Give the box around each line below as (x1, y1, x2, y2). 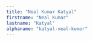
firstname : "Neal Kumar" (6, 14, 69, 20)
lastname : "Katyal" (6, 20, 56, 26)
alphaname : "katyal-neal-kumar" (6, 25, 88, 32)
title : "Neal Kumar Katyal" (6, 8, 77, 15)
